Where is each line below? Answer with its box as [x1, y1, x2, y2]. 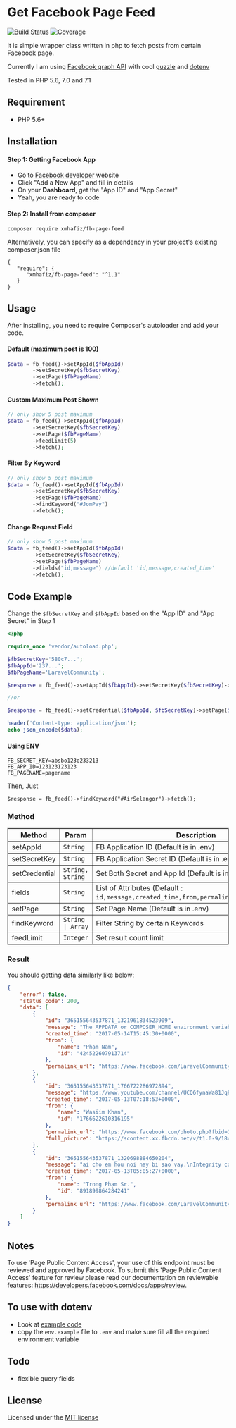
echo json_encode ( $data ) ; [7, 727, 83, 734]
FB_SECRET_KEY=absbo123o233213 [7, 757, 99, 765]
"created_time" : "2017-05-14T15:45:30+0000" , [44, 1030, 181, 1037]
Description [176, 830, 216, 840]
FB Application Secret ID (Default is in [96, 854, 220, 864]
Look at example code [17, 1319, 82, 1329]
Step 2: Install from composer [7, 209, 96, 218]
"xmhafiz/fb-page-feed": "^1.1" [25, 271, 121, 278]
